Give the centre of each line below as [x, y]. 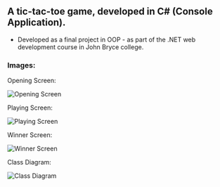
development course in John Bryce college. [80, 47]
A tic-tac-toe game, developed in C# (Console [110, 12]
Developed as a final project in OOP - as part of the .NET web [106, 39]
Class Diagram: [29, 162]
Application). [37, 23]
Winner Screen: [30, 135]
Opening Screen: [32, 81]
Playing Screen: [30, 108]
